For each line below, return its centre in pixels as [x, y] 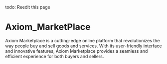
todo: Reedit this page [28, 7]
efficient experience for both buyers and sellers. [55, 56]
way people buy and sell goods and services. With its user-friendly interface [83, 46]
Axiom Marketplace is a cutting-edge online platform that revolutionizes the [83, 40]
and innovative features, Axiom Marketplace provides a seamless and [77, 51]
